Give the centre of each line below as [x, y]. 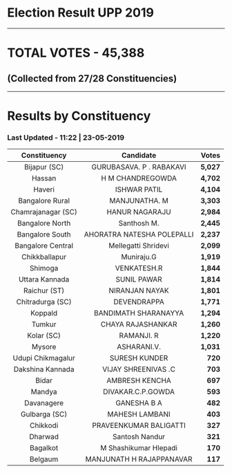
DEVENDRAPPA [139, 302]
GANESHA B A [139, 403]
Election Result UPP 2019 [80, 13]
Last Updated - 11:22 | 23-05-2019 [66, 138]
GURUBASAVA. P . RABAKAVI [139, 167]
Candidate [139, 156]
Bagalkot [44, 448]
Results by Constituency [79, 116]
